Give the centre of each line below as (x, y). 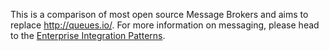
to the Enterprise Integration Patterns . (88, 35)
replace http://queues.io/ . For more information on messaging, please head (165, 25)
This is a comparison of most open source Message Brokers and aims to (159, 14)
